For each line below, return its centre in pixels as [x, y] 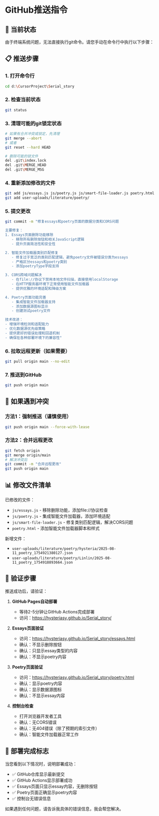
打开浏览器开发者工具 [40, 716]
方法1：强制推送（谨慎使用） [38, 417]
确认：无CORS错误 [38, 722]
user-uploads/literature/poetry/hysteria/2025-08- [64, 549]
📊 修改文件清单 [28, 485]
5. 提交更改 [18, 211]
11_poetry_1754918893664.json [43, 562]
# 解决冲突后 [16, 459]
